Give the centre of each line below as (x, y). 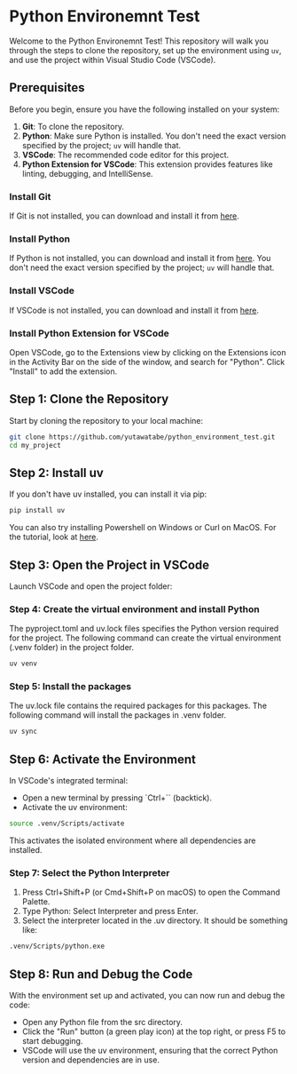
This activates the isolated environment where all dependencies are (133, 840)
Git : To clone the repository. (73, 126)
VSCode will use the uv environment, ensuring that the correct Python (150, 1051)
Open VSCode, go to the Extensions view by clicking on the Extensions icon (148, 352)
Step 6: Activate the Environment (103, 759)
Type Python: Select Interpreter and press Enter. (110, 911)
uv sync (23, 732)
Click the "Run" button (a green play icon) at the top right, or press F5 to (154, 1031)
